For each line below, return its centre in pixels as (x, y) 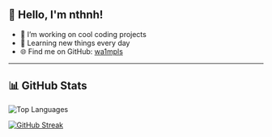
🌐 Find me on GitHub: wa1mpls (72, 51)
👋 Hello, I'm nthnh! (56, 15)
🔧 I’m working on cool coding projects (83, 34)
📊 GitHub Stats (48, 86)
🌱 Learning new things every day (75, 43)
